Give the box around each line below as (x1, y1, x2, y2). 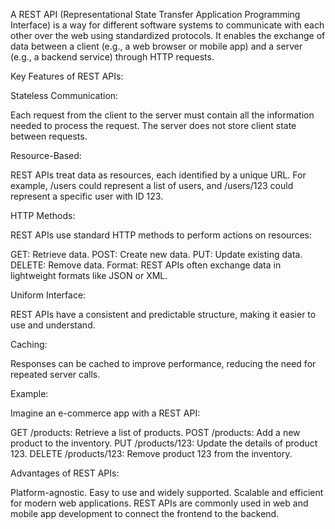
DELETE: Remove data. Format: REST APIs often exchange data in (10, 259, 282, 271)
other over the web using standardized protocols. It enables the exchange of (10, 30, 326, 41)
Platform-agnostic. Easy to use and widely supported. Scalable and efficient (10, 487, 324, 498)
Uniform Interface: (10, 289, 87, 301)
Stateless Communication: (10, 90, 119, 101)
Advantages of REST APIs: (10, 467, 120, 479)
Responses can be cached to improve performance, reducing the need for (10, 358, 317, 369)
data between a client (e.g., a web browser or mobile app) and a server (10, 40, 303, 52)
